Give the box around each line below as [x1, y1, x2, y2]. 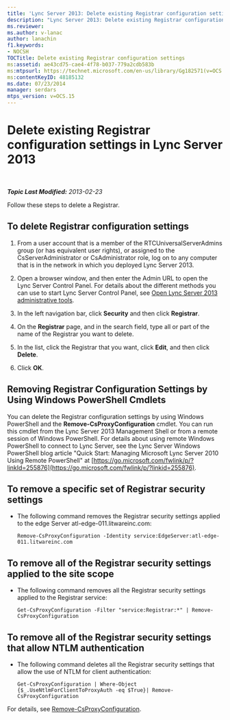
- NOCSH [7, 49, 29, 56]
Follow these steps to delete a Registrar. [7, 200, 120, 209]
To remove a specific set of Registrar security [7, 483, 205, 494]
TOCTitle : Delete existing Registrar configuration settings [7, 55, 186, 62]
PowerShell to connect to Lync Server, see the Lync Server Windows [7, 442, 201, 450]
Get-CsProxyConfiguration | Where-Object [16, 681, 137, 688]
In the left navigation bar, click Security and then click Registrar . [16, 309, 200, 317]
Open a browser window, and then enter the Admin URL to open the [16, 274, 209, 282]
